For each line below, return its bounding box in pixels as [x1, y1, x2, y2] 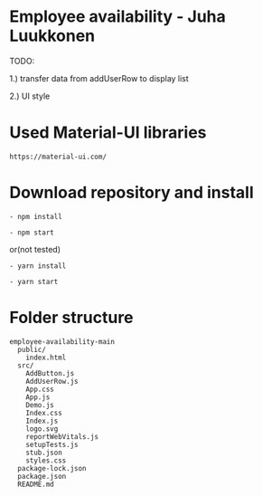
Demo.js [25, 400, 54, 409]
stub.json [25, 448, 63, 457]
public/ [17, 345, 47, 354]
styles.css [25, 455, 67, 465]
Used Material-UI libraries [9, 122, 207, 143]
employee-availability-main [9, 337, 116, 346]
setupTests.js [25, 440, 79, 449]
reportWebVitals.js [25, 432, 99, 441]
